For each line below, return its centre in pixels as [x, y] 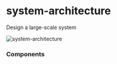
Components [25, 54]
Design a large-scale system [41, 27]
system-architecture [59, 11]
